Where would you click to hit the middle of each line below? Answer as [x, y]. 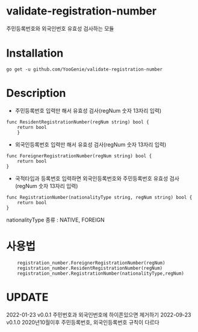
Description [36, 93]
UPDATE [27, 297]
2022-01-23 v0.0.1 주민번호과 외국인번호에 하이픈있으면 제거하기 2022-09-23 [99, 315]
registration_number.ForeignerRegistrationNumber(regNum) [91, 263]
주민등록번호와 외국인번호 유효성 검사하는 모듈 [60, 28]
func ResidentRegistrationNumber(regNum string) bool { [78, 122]
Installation [35, 53]
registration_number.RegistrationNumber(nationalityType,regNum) [101, 273]
